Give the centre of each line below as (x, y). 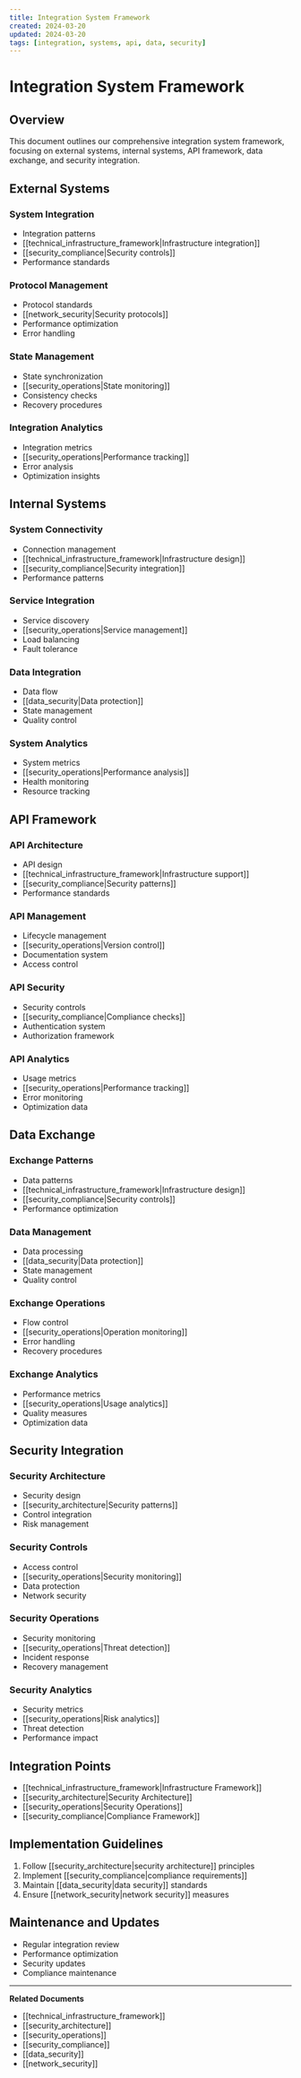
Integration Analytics (56, 428)
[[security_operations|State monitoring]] (96, 385)
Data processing (52, 1251)
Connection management (69, 549)
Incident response (56, 1657)
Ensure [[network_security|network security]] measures (126, 1894)
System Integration (52, 214)
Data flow (40, 691)
